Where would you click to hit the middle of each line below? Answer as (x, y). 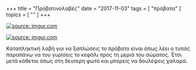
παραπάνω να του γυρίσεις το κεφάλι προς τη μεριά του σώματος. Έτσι (94, 55)
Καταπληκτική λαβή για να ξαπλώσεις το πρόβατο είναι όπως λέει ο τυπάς (98, 48)
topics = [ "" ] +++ (29, 15)
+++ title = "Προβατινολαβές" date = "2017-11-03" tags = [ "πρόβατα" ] (94, 8)
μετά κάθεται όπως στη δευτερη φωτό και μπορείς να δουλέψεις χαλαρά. (97, 61)
